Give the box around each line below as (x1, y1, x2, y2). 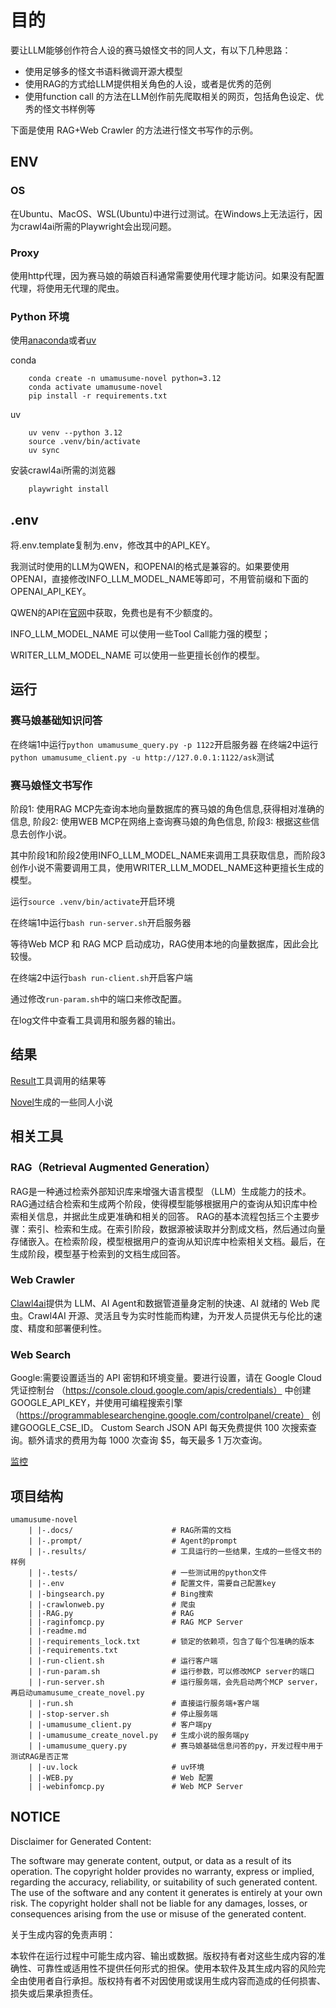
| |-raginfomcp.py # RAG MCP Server (28, 1617, 244, 1627)
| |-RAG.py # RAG (28, 1608, 195, 1618)
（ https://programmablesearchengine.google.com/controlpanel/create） (10, 1409, 310, 1421)
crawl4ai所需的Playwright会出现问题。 (18, 220, 177, 232)
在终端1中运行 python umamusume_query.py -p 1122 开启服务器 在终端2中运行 (10, 738, 319, 750)
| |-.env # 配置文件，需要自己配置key (28, 1578, 277, 1588)
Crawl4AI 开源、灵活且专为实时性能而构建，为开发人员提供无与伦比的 (27, 1309, 314, 1321)
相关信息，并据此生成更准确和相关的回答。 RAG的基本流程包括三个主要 (18, 1210, 312, 1222)
